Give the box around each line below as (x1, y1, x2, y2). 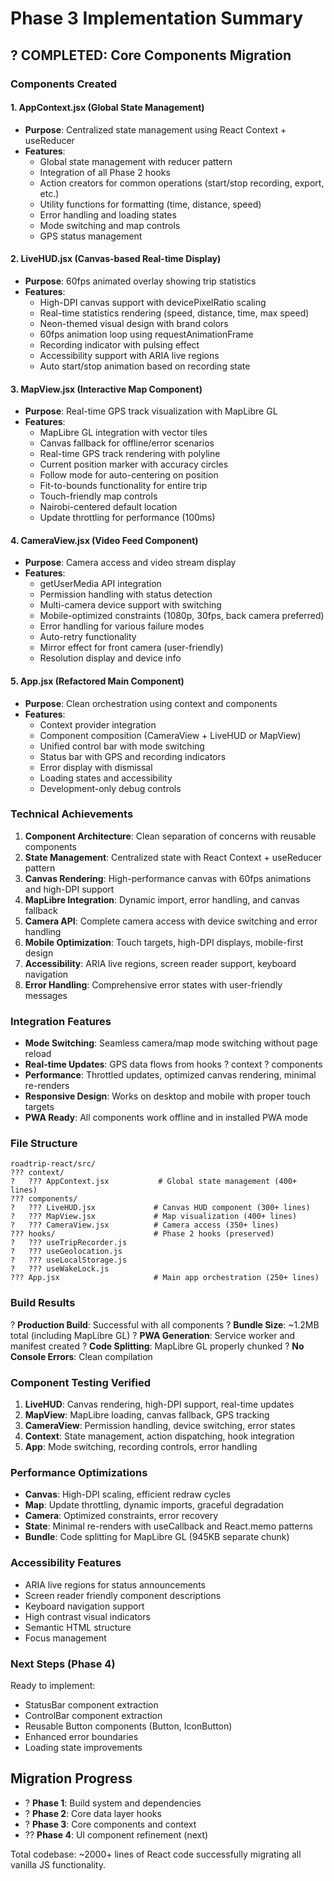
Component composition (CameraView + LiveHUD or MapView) (39, 729, 302, 741)
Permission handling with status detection (39, 588, 213, 601)
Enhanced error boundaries (24, 1730, 139, 1742)
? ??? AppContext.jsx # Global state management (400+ (10, 1177, 298, 1187)
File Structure (10, 1137, 78, 1151)
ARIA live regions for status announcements (24, 1578, 206, 1591)
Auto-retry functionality (39, 631, 137, 643)
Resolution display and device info (39, 652, 182, 664)
